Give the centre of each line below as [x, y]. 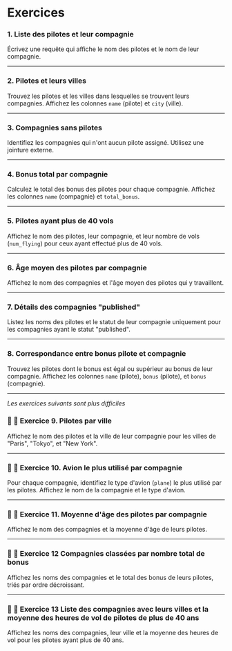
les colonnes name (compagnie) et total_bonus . [74, 197]
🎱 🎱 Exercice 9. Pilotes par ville [60, 421]
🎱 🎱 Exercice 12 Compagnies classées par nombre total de [106, 554]
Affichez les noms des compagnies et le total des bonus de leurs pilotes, [110, 577]
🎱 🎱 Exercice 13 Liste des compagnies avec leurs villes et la [108, 609]
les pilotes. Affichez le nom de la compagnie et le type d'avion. [97, 490]
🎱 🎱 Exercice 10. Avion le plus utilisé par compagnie [95, 468]
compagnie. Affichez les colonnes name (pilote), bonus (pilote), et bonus [107, 376]
